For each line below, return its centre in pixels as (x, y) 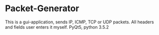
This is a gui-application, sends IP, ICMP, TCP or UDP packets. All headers (79, 22)
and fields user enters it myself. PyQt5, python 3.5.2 (57, 27)
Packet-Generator (42, 9)
